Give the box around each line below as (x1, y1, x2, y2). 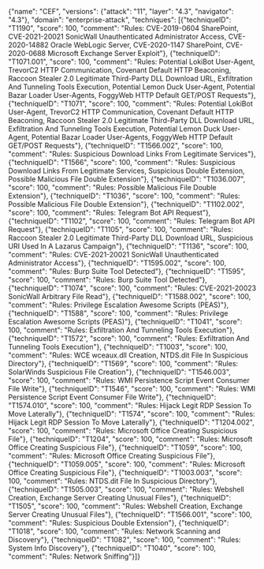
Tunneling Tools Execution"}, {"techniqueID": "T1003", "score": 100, (8, 343, 229, 351)
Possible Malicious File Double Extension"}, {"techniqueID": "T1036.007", (8, 174, 246, 184)
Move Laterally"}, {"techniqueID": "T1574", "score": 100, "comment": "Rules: (8, 410, 255, 418)
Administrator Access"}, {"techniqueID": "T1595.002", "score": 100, (8, 258, 227, 268)
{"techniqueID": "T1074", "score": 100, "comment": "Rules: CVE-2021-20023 (8, 283, 257, 293)
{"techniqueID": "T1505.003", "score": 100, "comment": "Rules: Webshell (8, 485, 244, 494)
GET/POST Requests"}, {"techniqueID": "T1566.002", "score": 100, (8, 141, 224, 150)
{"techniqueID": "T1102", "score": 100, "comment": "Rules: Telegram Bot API (8, 216, 255, 226)
